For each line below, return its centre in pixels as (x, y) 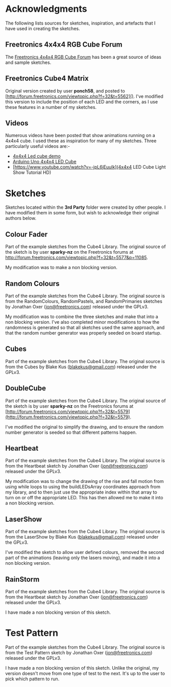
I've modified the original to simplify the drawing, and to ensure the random (84, 427)
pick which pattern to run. (32, 679)
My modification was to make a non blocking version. (61, 268)
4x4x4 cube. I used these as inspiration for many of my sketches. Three (81, 141)
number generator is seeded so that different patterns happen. (71, 432)
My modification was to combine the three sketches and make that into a (82, 316)
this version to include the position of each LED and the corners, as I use (82, 102)
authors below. (21, 218)
